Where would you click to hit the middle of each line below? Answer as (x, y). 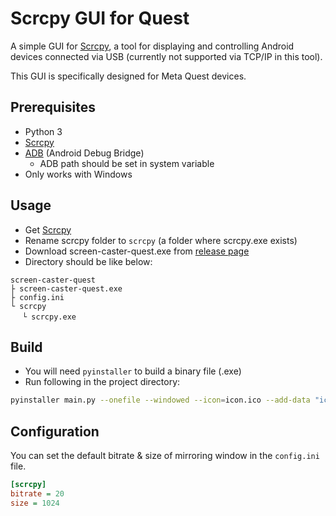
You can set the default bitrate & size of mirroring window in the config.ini (165, 456)
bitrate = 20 (37, 493)
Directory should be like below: (88, 261)
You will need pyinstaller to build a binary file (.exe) (133, 371)
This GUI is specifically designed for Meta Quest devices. (128, 76)
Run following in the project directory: (102, 382)
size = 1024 (35, 503)
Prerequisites (53, 107)
